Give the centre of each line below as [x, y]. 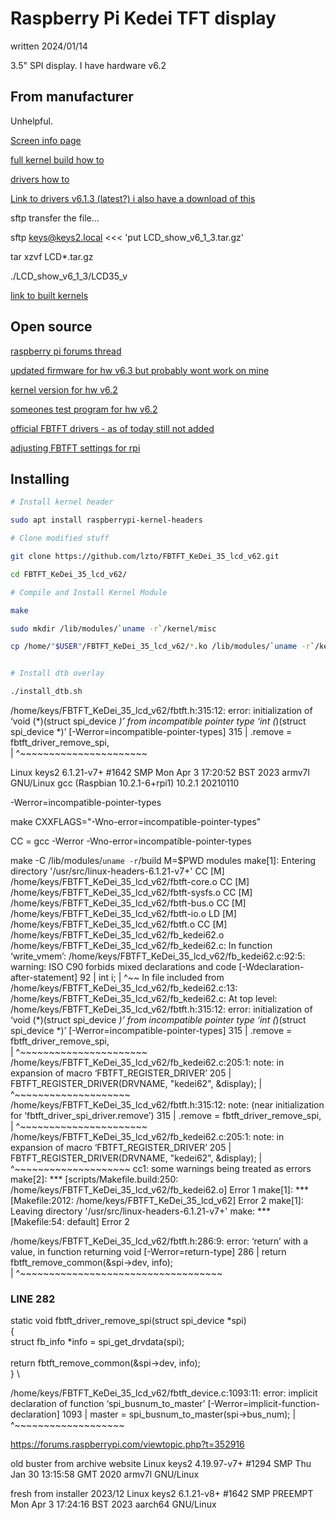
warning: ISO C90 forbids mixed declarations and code [123, 966]
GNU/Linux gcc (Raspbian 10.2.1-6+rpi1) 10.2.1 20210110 [125, 783]
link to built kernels [49, 295]
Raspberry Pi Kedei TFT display [143, 18]
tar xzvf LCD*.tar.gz [52, 256]
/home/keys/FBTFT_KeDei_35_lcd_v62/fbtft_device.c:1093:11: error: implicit [164, 1393]
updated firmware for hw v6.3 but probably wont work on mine [140, 370]
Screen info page [46, 140]
